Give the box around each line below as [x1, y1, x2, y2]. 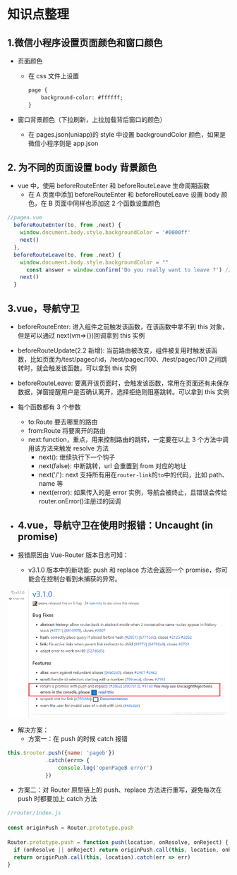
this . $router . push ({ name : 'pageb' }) [7, 749, 115, 757]
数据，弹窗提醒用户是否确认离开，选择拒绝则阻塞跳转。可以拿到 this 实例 [17, 388, 230, 396]
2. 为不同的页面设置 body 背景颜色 [7, 161, 157, 173]
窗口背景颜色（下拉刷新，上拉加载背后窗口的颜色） [17, 115, 166, 123]
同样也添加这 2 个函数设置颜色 [73, 199, 161, 208]
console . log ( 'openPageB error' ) [57, 764, 153, 772]
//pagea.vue [7, 214, 42, 221]
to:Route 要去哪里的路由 [28, 417, 98, 426]
